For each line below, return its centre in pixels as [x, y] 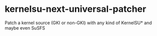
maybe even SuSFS [25, 28]
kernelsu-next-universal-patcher [75, 9]
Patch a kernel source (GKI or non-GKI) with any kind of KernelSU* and [78, 23]
